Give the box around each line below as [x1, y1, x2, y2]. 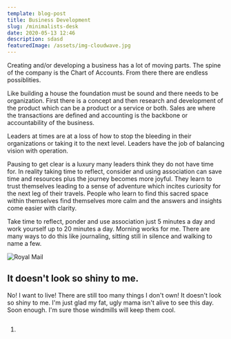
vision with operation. [7, 146, 69, 155]
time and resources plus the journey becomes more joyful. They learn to [7, 175, 212, 183]
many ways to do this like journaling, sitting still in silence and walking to [7, 232, 212, 240]
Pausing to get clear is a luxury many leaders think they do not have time [7, 160, 214, 168]
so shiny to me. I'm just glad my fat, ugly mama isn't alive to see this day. [7, 298, 214, 307]
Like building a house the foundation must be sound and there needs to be [7, 89, 219, 97]
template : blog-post [7, 10, 67, 17]
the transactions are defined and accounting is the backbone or [7, 111, 188, 119]
